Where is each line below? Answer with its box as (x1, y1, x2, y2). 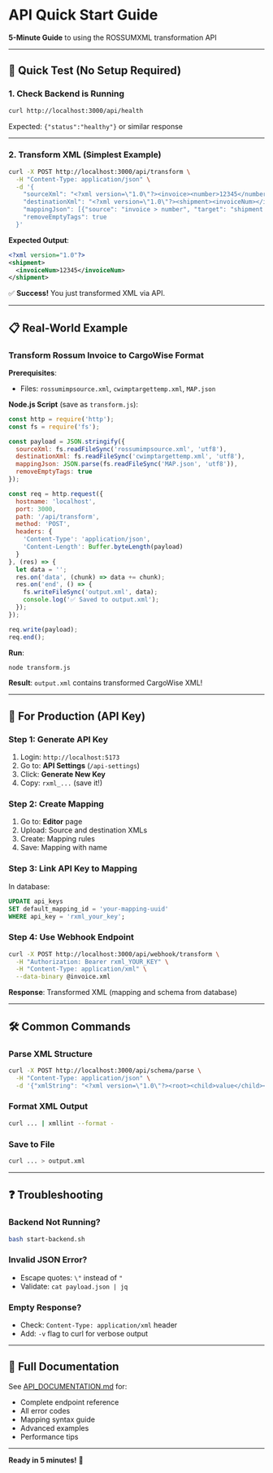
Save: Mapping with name (19, 843, 108, 853)
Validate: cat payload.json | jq (19, 1281, 128, 1291)
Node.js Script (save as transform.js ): (8, 399, 138, 409)
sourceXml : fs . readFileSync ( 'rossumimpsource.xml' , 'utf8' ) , (15, 445, 227, 453)
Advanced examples (19, 1423, 89, 1432)
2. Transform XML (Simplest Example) (8, 149, 162, 160)
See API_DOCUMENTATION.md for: (8, 1381, 128, 1391)
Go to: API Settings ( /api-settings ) (19, 761, 141, 771)
